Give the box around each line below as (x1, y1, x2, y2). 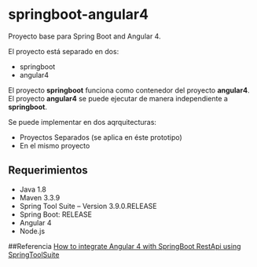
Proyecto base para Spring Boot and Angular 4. (8, 31, 161, 41)
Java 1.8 (19, 185, 47, 194)
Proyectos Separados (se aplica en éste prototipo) (19, 132, 182, 142)
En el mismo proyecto (19, 141, 90, 150)
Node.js (19, 226, 46, 236)
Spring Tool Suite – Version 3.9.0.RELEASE (19, 201, 157, 210)
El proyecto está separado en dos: (8, 46, 119, 56)
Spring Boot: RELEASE (19, 210, 93, 219)
